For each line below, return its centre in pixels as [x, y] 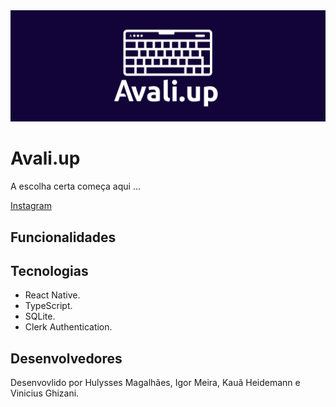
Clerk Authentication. [68, 327]
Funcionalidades [63, 237]
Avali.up [45, 158]
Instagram [31, 206]
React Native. [52, 295]
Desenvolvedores [66, 358]
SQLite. [40, 316]
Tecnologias [49, 270]
